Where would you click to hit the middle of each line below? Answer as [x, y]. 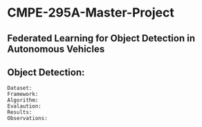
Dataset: [20, 88]
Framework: [23, 95]
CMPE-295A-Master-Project [91, 13]
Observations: [28, 119]
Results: [20, 113]
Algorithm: [23, 100]
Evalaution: [24, 106]
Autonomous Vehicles [56, 49]
